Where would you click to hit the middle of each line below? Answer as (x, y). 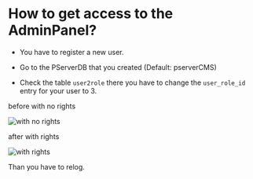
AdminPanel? (52, 30)
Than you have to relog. (46, 166)
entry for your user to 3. (58, 90)
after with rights (34, 136)
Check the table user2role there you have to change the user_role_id (132, 82)
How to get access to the (91, 14)
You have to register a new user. (71, 52)
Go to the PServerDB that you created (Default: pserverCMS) (118, 67)
